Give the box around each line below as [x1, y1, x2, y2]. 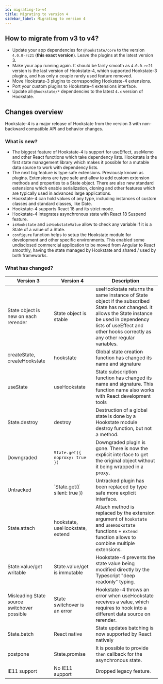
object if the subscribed [95, 297, 150, 304]
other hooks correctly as [95, 328, 151, 335]
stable [53, 316, 68, 323]
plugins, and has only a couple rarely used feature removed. [12, 73, 132, 79]
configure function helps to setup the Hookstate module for [12, 232, 131, 238]
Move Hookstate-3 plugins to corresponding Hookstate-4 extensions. [12, 78, 151, 84]
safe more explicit [95, 489, 136, 496]
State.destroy [7, 419, 38, 425]
